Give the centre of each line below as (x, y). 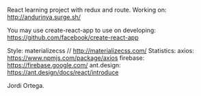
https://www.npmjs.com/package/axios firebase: (76, 58)
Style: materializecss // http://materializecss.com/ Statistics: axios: (101, 51)
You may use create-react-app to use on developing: (81, 30)
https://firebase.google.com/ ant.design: (64, 65)
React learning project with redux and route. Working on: (87, 10)
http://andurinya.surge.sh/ (44, 17)
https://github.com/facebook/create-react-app (73, 37)
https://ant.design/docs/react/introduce (63, 72)
